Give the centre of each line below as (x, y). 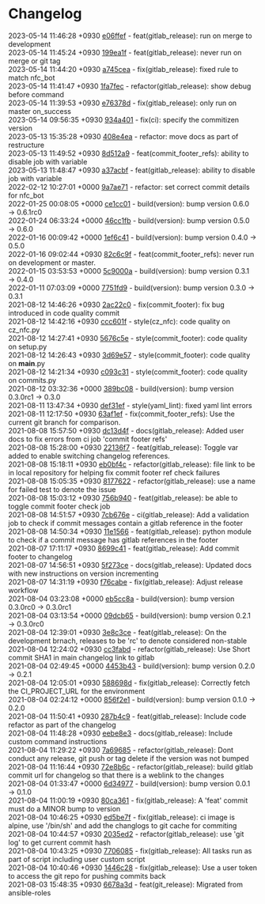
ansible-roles (30, 893)
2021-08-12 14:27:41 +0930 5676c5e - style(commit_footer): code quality (128, 338)
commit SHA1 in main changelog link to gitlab (81, 657)
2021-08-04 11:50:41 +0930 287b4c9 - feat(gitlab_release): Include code (127, 716)
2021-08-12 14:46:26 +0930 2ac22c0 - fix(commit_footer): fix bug (117, 304)
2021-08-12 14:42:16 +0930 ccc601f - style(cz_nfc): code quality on (119, 321)
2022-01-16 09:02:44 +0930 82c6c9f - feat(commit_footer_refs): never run (131, 254)
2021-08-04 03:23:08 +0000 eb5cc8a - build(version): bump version (121, 599)
